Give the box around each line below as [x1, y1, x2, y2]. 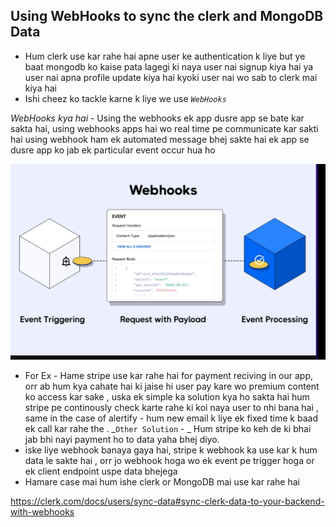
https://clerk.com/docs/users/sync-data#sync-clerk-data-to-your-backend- [10, 495, 325, 508]
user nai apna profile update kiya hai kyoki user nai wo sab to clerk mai [24, 71, 318, 83]
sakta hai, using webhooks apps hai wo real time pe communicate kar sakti [10, 122, 319, 134]
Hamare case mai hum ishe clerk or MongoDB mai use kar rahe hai [24, 476, 300, 488]
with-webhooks [10, 506, 75, 518]
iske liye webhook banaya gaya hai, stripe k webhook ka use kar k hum [24, 444, 318, 456]
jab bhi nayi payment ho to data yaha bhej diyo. [24, 434, 220, 446]
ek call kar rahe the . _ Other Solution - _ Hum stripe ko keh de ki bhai [24, 423, 312, 435]
